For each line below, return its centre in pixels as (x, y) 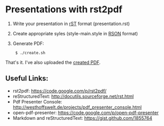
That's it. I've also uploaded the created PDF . (53, 62)
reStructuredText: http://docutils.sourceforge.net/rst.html (73, 96)
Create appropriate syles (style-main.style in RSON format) (75, 33)
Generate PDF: (28, 43)
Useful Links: (27, 79)
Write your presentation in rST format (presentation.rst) (71, 24)
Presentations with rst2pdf (64, 9)
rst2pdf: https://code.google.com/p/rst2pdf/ (60, 91)
